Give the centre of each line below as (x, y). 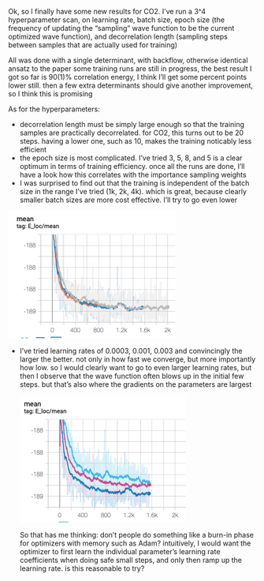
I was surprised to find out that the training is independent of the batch (134, 183)
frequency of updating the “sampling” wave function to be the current (121, 28)
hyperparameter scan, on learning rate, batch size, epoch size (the (117, 20)
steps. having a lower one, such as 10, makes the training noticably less (136, 141)
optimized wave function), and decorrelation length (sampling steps (118, 36)
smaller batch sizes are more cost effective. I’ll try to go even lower (128, 200)
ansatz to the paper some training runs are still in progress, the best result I (130, 69)
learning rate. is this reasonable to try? (82, 568)
